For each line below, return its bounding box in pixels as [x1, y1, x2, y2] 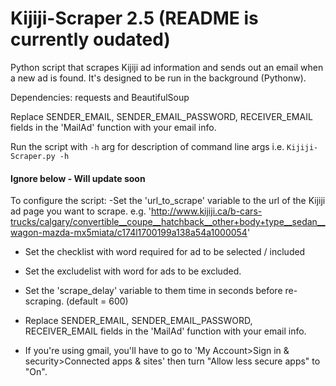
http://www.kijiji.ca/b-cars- [150, 205, 263, 217]
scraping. [24, 295, 65, 307]
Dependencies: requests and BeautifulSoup [10, 91, 190, 103]
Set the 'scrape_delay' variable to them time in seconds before [24, 285, 283, 297]
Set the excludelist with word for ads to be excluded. [24, 265, 242, 277]
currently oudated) [10, 28, 171, 51]
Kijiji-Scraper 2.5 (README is [10, 7, 259, 30]
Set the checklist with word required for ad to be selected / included [24, 246, 306, 258]
